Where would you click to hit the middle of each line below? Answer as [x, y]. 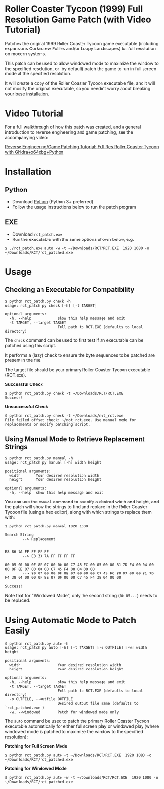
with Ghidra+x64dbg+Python [34, 152]
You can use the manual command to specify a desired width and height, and [82, 502]
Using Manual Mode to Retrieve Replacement [75, 439]
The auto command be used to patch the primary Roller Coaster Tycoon [77, 721]
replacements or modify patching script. [48, 424]
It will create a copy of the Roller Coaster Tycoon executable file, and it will [80, 83]
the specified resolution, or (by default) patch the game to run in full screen [81, 68]
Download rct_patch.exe [37, 234]
